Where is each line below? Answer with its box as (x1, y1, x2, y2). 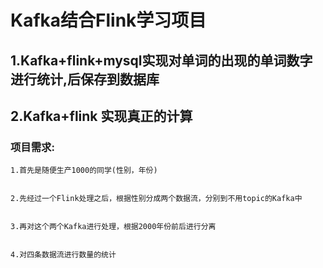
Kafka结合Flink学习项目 (10, 9, 207, 32)
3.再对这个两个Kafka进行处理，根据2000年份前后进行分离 (10, 222, 217, 232)
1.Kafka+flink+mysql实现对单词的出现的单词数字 (10, 52, 313, 69)
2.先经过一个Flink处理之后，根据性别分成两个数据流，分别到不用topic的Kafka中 (10, 194, 303, 204)
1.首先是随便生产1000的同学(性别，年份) (10, 166, 158, 176)
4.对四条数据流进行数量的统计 (10, 250, 117, 260)
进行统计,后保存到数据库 (10, 71, 160, 88)
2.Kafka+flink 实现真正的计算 (10, 107, 193, 125)
